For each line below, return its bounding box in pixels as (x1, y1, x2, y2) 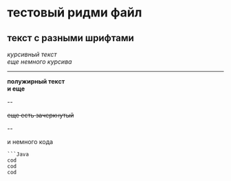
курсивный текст (7, 50, 57, 58)
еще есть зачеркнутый (7, 111, 74, 119)
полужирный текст (7, 77, 65, 85)
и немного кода (7, 138, 54, 145)
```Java (7, 151, 30, 158)
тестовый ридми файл (7, 5, 142, 21)
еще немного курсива (7, 58, 72, 66)
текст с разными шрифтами (7, 32, 134, 44)
